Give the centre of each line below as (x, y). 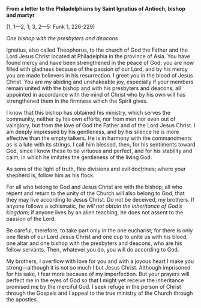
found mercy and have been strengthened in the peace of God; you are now (100, 63)
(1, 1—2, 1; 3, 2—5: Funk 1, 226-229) (51, 27)
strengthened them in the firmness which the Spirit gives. (77, 101)
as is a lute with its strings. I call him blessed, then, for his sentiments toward (101, 144)
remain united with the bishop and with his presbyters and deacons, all (94, 88)
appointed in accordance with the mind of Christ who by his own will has (96, 95)
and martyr (20, 15)
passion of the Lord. (31, 219)
